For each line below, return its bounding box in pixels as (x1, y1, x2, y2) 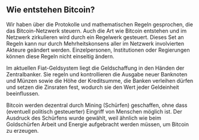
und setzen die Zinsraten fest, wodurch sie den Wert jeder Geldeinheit (6, 84, 179, 91)
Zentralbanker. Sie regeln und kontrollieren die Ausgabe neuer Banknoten (6, 70, 188, 78)
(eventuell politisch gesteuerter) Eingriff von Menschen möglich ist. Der (6, 108, 183, 115)
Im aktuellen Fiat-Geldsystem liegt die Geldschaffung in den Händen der (6, 64, 185, 72)
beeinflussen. (6, 90, 40, 97)
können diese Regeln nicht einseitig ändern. (6, 52, 114, 59)
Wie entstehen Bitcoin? (6, 5, 95, 15)
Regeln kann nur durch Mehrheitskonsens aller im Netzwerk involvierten (6, 40, 185, 47)
